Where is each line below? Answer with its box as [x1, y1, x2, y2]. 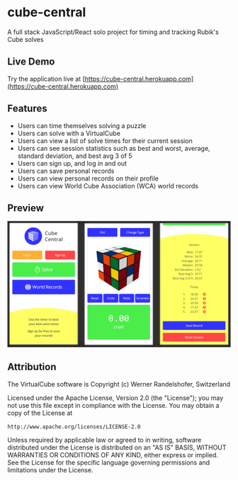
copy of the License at [7, 408, 73, 417]
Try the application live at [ [7, 74, 85, 83]
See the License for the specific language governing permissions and [7, 458, 210, 467]
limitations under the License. [7, 465, 93, 474]
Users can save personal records [17, 166, 115, 175]
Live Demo [7, 56, 55, 68]
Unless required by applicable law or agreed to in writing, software [7, 435, 202, 444]
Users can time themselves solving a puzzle [17, 121, 147, 130]
